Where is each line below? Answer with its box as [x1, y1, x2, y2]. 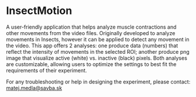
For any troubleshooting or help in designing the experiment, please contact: [6, 78, 191, 85]
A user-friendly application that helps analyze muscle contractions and [6, 23, 177, 30]
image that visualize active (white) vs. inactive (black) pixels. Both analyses [6, 54, 187, 61]
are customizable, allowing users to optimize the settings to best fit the [6, 60, 177, 68]
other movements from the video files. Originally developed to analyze [6, 29, 176, 36]
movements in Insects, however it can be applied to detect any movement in [6, 36, 190, 43]
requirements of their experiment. [6, 67, 87, 74]
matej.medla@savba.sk [6, 84, 63, 91]
